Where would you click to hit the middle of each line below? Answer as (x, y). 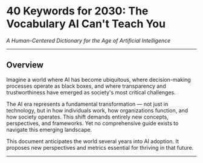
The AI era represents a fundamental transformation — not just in (87, 104)
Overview (25, 65)
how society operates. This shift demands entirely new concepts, (88, 117)
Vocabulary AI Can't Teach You (86, 24)
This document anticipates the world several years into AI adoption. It (93, 141)
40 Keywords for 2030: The (77, 11)
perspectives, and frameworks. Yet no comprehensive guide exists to (92, 123)
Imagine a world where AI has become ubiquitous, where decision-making (99, 79)
